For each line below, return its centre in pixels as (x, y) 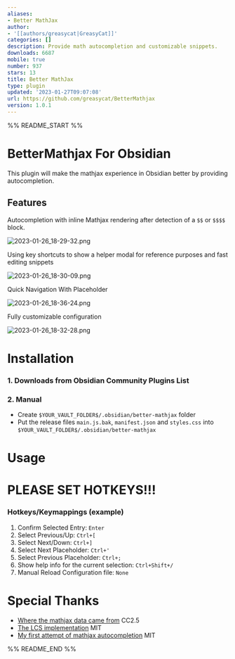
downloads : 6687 (31, 53)
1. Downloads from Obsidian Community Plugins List (98, 380)
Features (27, 203)
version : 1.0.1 (29, 105)
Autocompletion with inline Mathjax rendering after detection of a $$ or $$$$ (116, 219)
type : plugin (26, 86)
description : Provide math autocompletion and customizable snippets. (113, 46)
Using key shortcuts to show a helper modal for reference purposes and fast (117, 255)
